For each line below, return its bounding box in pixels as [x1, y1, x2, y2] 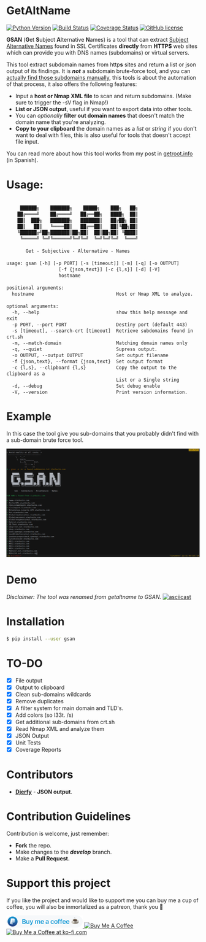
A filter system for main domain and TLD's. [15, 704, 124, 712]
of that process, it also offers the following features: [6, 80, 137, 88]
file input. [15, 137, 39, 145]
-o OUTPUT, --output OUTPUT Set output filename [12, 352, 169, 358]
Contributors [6, 768, 74, 782]
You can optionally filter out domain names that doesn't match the [15, 112, 185, 119]
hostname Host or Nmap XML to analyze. [12, 291, 193, 297]
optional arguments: [6, 303, 59, 309]
